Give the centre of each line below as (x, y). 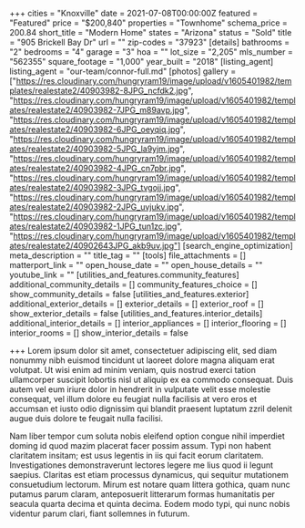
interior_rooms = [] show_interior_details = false (99, 333)
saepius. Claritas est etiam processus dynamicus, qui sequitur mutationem (149, 475)
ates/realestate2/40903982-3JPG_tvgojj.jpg (92, 187)
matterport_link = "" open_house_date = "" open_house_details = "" (136, 265)
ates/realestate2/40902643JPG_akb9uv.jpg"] (95, 246)
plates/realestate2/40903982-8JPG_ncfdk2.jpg (99, 91)
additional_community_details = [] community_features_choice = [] (133, 285)
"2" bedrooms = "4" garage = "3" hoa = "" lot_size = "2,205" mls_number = (151, 52)
